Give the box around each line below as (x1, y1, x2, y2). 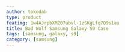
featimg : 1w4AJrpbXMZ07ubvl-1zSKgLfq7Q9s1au (6, 20, 120, 26)
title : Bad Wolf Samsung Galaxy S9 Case (6, 25, 109, 32)
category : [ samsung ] (6, 36, 58, 42)
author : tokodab (6, 8, 47, 15)
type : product (6, 14, 42, 20)
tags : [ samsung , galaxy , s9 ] (6, 31, 79, 37)
